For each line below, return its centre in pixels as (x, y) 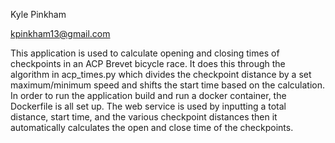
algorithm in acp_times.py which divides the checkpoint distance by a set (161, 74)
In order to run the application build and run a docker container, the (148, 95)
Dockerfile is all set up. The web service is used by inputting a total (148, 106)
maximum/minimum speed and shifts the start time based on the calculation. (168, 85)
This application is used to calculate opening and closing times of (145, 53)
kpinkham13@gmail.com (60, 33)
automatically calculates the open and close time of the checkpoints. (152, 127)
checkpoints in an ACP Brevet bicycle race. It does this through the (148, 63)
